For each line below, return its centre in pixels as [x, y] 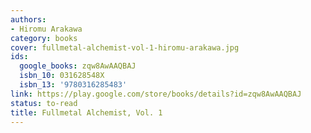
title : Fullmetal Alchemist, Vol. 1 [86, 112]
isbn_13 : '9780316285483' [73, 85]
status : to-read [44, 103]
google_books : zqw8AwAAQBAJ [78, 66]
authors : [28, 19]
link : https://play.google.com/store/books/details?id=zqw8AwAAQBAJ [156, 94]
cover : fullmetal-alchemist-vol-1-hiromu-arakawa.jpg [125, 47]
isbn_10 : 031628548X [62, 76]
